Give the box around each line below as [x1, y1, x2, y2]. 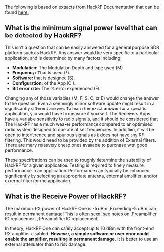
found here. [5, 9, 29, 15]
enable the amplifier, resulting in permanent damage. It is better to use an [5, 236, 158, 242]
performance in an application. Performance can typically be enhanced [5, 167, 150, 173]
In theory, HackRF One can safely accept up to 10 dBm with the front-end [5, 225, 154, 231]
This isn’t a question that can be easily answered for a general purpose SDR [5, 44, 159, 50]
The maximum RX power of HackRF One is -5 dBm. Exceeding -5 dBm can [5, 205, 156, 211]
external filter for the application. [5, 178, 72, 184]
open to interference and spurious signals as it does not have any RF [5, 132, 144, 138]
